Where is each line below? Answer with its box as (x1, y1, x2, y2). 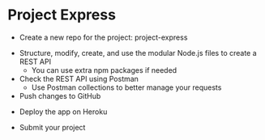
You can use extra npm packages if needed (31, 65, 177, 74)
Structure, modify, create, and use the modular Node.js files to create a (19, 48, 257, 57)
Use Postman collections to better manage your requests (31, 83, 222, 92)
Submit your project (19, 122, 86, 132)
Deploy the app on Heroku (19, 107, 108, 117)
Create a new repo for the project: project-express (19, 32, 188, 42)
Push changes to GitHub (19, 91, 101, 100)
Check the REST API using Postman (19, 74, 139, 83)
